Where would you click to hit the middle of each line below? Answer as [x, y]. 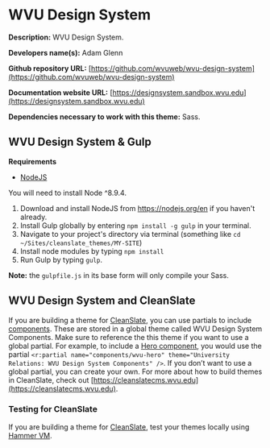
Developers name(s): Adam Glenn [66, 52]
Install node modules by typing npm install [92, 251]
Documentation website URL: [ [60, 92]
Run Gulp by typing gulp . [61, 259]
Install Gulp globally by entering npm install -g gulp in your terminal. [135, 225]
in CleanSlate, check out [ [51, 380]
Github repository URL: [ [50, 68]
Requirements [33, 161]
